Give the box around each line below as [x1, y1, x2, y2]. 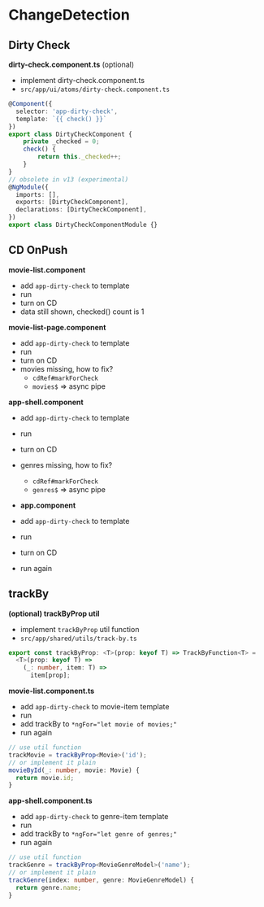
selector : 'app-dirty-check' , [15, 107, 118, 116]
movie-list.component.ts [8, 686, 95, 696]
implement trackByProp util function [19, 624, 140, 634]
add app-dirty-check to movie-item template [19, 702, 170, 711]
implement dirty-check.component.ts [19, 76, 145, 85]
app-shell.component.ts [8, 796, 93, 806]
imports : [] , [15, 190, 60, 198]
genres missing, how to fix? [19, 460, 112, 469]
